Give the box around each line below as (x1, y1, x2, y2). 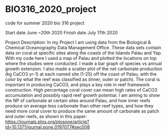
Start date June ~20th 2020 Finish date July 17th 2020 (5, 29, 118, 35)
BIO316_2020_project (5, 3, 96, 15)
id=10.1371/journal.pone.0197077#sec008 (5, 124, 90, 130)
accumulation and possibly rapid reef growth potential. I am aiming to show (5, 92, 160, 98)
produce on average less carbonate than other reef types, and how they (5, 103, 154, 109)
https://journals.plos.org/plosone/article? (5, 119, 89, 125)
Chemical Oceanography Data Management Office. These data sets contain (5, 44, 161, 50)
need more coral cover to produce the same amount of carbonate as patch (5, 108, 159, 114)
